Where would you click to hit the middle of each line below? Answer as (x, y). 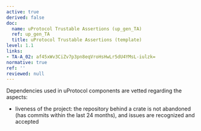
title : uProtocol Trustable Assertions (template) (77, 40)
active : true (23, 12)
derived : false (25, 18)
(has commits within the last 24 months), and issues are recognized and (105, 115)
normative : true (27, 62)
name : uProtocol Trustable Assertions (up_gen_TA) (77, 29)
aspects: (17, 97)
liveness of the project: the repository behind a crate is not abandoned (103, 109)
